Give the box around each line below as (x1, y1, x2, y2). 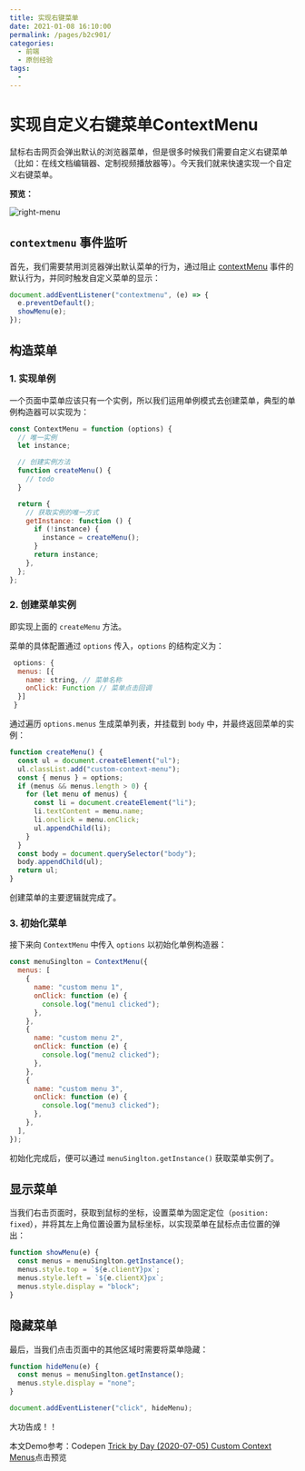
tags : (9, 65, 30, 74)
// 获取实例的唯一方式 (25, 508, 100, 517)
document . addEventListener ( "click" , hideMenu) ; (9, 1404, 193, 1413)
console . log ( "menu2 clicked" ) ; (42, 1050, 161, 1059)
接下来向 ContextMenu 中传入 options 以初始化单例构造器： (9, 939, 227, 950)
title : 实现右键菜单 (9, 13, 79, 23)
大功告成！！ (9, 1421, 57, 1432)
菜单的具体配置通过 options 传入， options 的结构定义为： (9, 640, 225, 651)
